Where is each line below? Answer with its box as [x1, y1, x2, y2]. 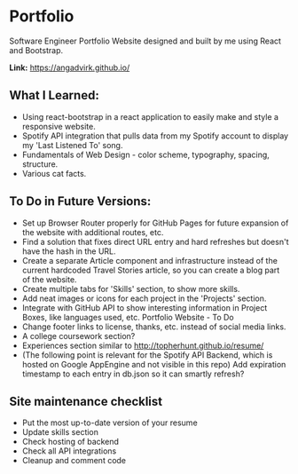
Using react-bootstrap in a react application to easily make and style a [21, 111, 279, 122]
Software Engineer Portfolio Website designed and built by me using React [9, 36, 282, 46]
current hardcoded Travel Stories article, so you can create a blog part [21, 265, 280, 275]
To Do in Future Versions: [9, 194, 152, 209]
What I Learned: [9, 88, 99, 103]
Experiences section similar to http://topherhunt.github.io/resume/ [21, 340, 264, 351]
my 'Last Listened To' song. [21, 139, 123, 150]
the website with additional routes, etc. [21, 226, 164, 237]
